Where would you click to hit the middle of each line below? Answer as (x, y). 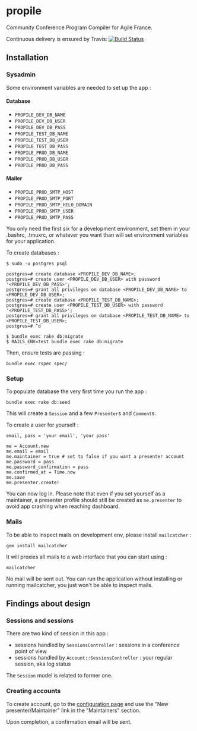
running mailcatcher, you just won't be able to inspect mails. (80, 585)
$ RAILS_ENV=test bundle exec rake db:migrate (65, 342)
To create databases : (33, 253)
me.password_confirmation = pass (47, 467)
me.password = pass (30, 462)
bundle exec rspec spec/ (37, 364)
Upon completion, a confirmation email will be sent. (69, 721)
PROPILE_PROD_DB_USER (41, 159)
